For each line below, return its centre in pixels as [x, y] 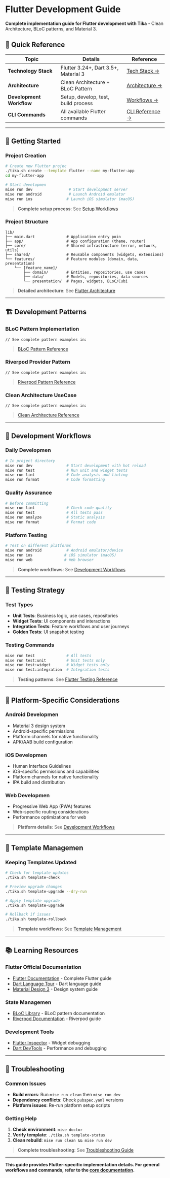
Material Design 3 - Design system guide [55, 989]
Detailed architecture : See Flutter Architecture [66, 290]
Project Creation [26, 156]
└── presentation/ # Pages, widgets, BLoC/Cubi [76, 281]
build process [77, 103]
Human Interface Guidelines [42, 766]
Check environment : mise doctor [48, 1130]
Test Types [19, 604]
